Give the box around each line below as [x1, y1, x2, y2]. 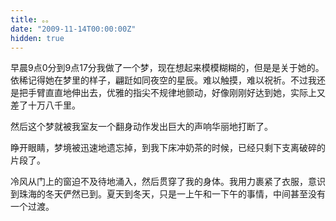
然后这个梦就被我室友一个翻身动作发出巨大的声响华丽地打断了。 [10, 121, 273, 133]
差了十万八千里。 [10, 99, 81, 111]
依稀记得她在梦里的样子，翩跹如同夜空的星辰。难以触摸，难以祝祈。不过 [10, 74, 308, 86]
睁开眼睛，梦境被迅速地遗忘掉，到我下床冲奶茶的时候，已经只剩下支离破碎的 [10, 142, 326, 154]
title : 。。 [10, 14, 53, 25]
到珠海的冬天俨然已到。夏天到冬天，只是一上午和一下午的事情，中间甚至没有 [10, 188, 326, 200]
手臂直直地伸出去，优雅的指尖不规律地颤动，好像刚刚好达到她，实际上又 [27, 87, 326, 99]
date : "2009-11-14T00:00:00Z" [10, 24, 137, 34]
